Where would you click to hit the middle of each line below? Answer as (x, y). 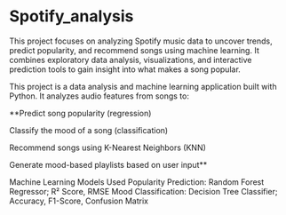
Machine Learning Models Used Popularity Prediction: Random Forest (137, 182)
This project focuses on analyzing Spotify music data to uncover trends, (141, 41)
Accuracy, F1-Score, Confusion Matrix (79, 201)
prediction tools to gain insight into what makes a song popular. (125, 69)
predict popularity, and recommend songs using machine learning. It (134, 50)
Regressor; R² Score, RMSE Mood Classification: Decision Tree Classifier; (143, 191)
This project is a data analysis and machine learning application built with (143, 86)
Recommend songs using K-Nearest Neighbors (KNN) (108, 147)
